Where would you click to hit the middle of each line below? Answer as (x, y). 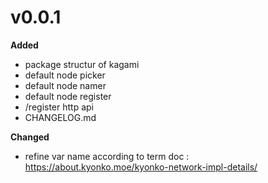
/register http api (59, 107)
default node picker (65, 75)
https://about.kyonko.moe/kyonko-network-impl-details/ (141, 167)
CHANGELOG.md (60, 117)
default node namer (65, 85)
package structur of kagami (82, 64)
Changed (30, 137)
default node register (68, 96)
